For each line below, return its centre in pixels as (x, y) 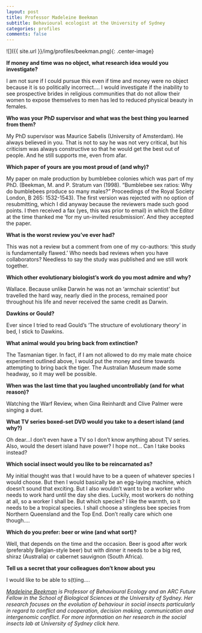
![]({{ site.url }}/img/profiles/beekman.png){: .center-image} (80, 51)
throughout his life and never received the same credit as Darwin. (87, 302)
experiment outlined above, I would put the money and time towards (90, 361)
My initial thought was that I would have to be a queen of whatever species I (100, 476)
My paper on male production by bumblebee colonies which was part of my (100, 179)
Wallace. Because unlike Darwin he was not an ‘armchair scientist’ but (93, 289)
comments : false (26, 34)
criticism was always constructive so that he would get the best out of (93, 149)
